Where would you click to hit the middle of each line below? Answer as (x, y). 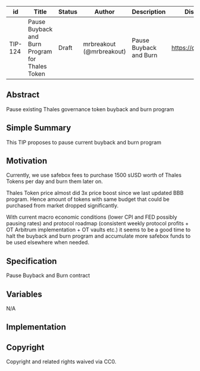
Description (149, 12)
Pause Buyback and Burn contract (48, 275)
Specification (32, 261)
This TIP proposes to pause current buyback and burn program (84, 142)
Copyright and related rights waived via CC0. (61, 361)
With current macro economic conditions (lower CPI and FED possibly (92, 217)
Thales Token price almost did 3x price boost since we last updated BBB (95, 193)
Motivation (27, 161)
